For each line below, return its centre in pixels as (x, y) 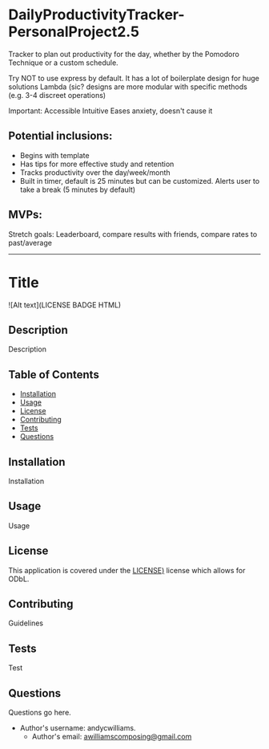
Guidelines (26, 623)
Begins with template (54, 155)
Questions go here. (40, 712)
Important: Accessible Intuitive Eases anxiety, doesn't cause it (110, 111)
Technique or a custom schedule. (63, 63)
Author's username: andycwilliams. (78, 728)
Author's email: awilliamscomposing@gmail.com (112, 737)
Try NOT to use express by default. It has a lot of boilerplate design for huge (134, 78)
